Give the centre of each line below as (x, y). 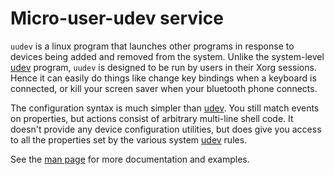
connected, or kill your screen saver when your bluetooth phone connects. (164, 88)
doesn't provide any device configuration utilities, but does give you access (166, 129)
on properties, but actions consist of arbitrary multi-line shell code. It (152, 118)
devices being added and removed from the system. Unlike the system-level (167, 56)
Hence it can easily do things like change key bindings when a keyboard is (163, 78)
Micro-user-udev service (117, 18)
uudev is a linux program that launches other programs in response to (152, 46)
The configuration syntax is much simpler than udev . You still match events (165, 108)
